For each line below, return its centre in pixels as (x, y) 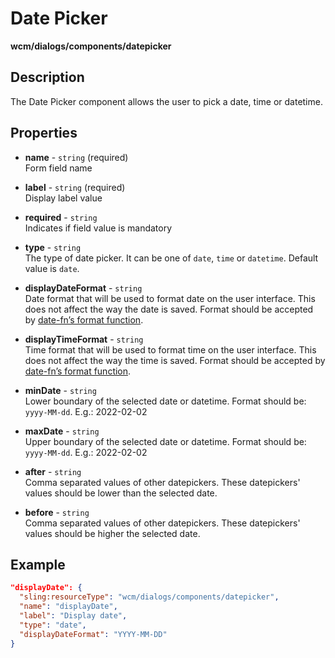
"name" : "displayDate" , (68, 607)
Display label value (63, 198)
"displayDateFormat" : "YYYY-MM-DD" (93, 634)
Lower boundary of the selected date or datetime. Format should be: (165, 401)
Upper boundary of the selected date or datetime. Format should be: (165, 441)
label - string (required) (75, 187)
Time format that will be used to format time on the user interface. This (170, 349)
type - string (53, 247)
